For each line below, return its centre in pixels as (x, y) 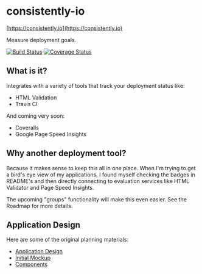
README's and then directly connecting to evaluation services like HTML (98, 181)
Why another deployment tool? (66, 153)
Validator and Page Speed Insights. (50, 187)
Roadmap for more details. (40, 206)
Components (31, 264)
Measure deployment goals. (41, 40)
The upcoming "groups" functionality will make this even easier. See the (97, 199)
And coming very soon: (36, 116)
